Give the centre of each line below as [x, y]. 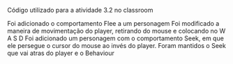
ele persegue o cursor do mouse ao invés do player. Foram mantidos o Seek [117, 46]
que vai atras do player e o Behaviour [61, 53]
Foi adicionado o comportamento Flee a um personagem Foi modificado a [113, 23]
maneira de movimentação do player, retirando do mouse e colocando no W [116, 31]
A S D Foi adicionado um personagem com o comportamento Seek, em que [116, 38]
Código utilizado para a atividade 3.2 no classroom [80, 10]
